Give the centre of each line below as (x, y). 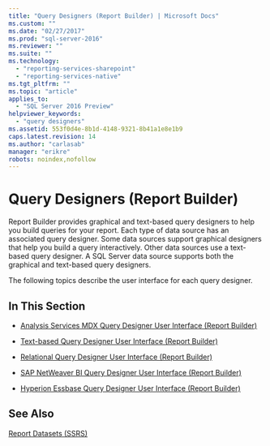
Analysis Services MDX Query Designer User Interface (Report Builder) (139, 326)
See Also (31, 414)
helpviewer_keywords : (45, 114)
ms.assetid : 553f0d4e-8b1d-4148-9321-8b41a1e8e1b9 (96, 129)
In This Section (47, 306)
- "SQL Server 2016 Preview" (65, 106)
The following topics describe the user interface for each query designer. (131, 281)
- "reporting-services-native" (69, 76)
